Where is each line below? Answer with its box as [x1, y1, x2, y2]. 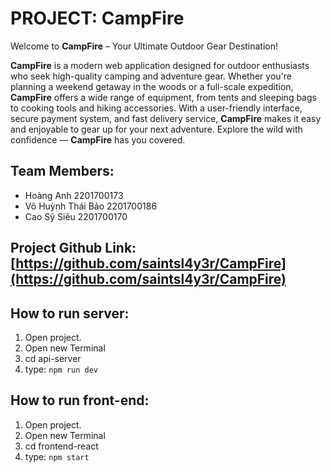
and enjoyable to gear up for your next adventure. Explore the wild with [10, 123, 303, 135]
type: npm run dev [24, 363, 98, 375]
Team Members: [10, 163, 115, 180]
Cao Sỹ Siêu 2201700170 [24, 210, 128, 222]
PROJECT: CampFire [10, 7, 185, 30]
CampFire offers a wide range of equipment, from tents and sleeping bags [10, 91, 317, 103]
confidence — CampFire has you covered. [10, 133, 186, 146]
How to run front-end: [10, 392, 150, 409]
